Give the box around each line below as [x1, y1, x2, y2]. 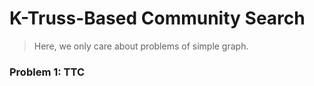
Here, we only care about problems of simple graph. [33, 40, 249, 52]
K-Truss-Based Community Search [9, 7, 306, 30]
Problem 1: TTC [9, 65, 86, 79]
